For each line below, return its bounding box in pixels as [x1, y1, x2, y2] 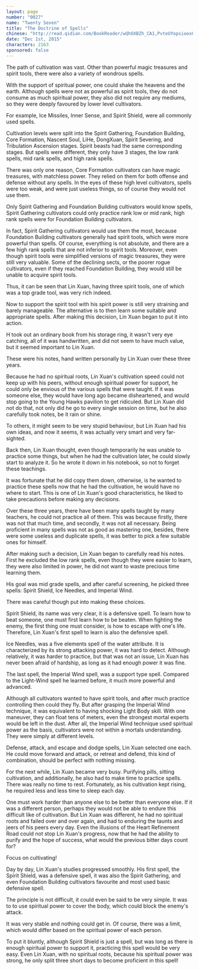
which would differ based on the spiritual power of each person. [6, 926, 163, 933]
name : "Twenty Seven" [6, 20, 60, 26]
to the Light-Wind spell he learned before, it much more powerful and [6, 677, 175, 684]
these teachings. [6, 465, 47, 472]
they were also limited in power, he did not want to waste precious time [6, 562, 179, 570]
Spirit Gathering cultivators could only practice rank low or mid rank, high [6, 209, 185, 217]
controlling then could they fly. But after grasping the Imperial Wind [6, 701, 170, 708]
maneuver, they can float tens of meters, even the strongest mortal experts [6, 713, 190, 721]
